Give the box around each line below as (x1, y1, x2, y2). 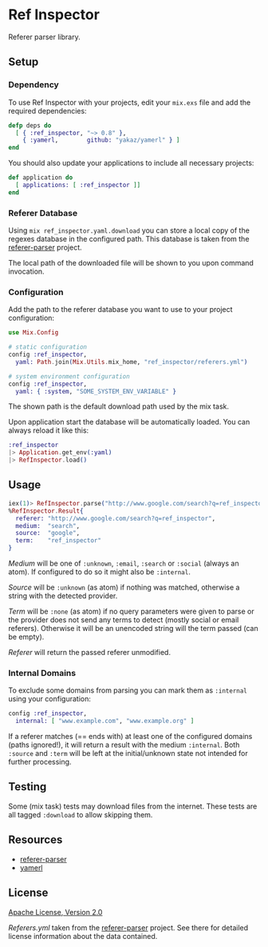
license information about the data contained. (8, 931, 158, 941)
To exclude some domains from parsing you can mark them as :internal (8, 685, 247, 695)
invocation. (8, 266, 45, 277)
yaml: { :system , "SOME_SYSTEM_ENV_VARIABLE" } (15, 387, 177, 395)
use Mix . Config (8, 329, 59, 337)
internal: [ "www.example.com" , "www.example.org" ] (15, 717, 195, 725)
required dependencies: (8, 106, 87, 115)
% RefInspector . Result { (8, 506, 84, 515)
